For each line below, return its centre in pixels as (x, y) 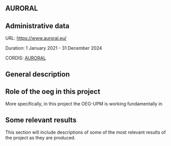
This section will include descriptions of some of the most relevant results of (86, 132)
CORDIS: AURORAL (26, 58)
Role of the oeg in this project (53, 91)
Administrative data (38, 26)
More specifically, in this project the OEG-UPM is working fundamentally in (84, 104)
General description (38, 74)
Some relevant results (41, 120)
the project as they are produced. (40, 138)
